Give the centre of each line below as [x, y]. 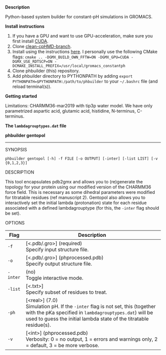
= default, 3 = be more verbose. [62, 345]
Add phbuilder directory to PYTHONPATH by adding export [72, 76]
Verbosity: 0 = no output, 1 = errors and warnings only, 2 [92, 339]
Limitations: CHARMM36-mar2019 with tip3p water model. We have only [79, 106]
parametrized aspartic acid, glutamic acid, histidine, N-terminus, [70, 111]
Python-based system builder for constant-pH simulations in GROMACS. [79, 17]
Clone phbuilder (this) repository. [46, 71]
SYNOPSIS [16, 150]
